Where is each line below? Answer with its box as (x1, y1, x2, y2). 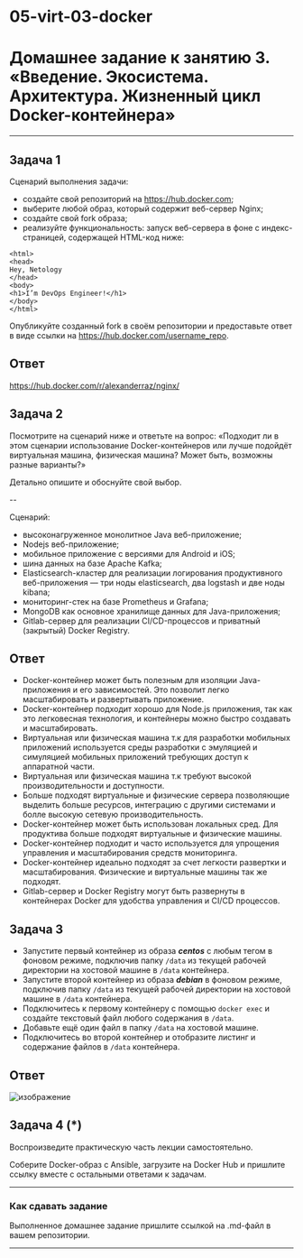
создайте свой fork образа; (22, 212, 128, 223)
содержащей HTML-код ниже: (68, 232, 185, 243)
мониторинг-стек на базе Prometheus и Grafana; (22, 596, 209, 606)
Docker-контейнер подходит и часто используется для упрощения (22, 837, 280, 849)
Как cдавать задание (9, 1199, 108, 1212)
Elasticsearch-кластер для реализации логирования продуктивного (22, 567, 283, 578)
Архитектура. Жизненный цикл (9, 86, 262, 106)
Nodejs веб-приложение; (22, 539, 120, 550)
